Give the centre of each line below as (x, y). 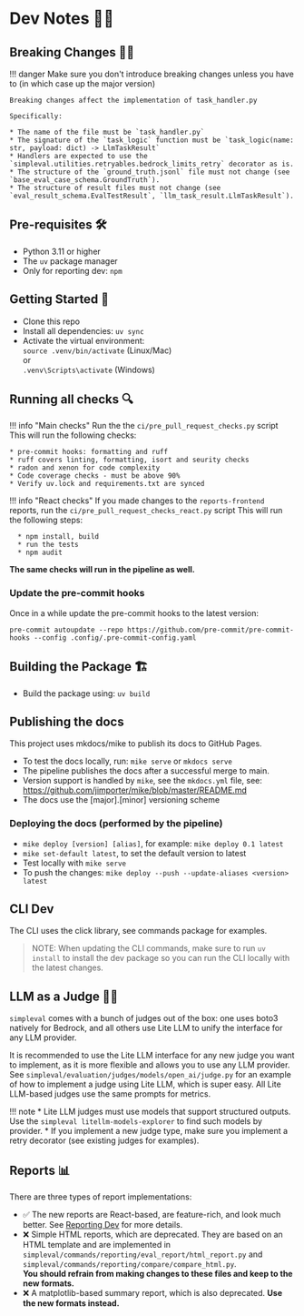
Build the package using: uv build (86, 693)
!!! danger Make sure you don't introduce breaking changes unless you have (152, 74)
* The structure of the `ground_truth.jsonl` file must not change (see (150, 172)
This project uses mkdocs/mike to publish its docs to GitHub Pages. (136, 744)
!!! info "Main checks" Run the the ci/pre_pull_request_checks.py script (144, 426)
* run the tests (48, 545)
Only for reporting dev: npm (72, 270)
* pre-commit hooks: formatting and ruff (89, 452)
